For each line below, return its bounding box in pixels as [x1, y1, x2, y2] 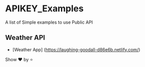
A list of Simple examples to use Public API [5, 19, 93, 25]
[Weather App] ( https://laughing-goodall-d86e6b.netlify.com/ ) [12, 46, 141, 52]
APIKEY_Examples [5, 3, 84, 14]
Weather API [5, 33, 45, 42]
